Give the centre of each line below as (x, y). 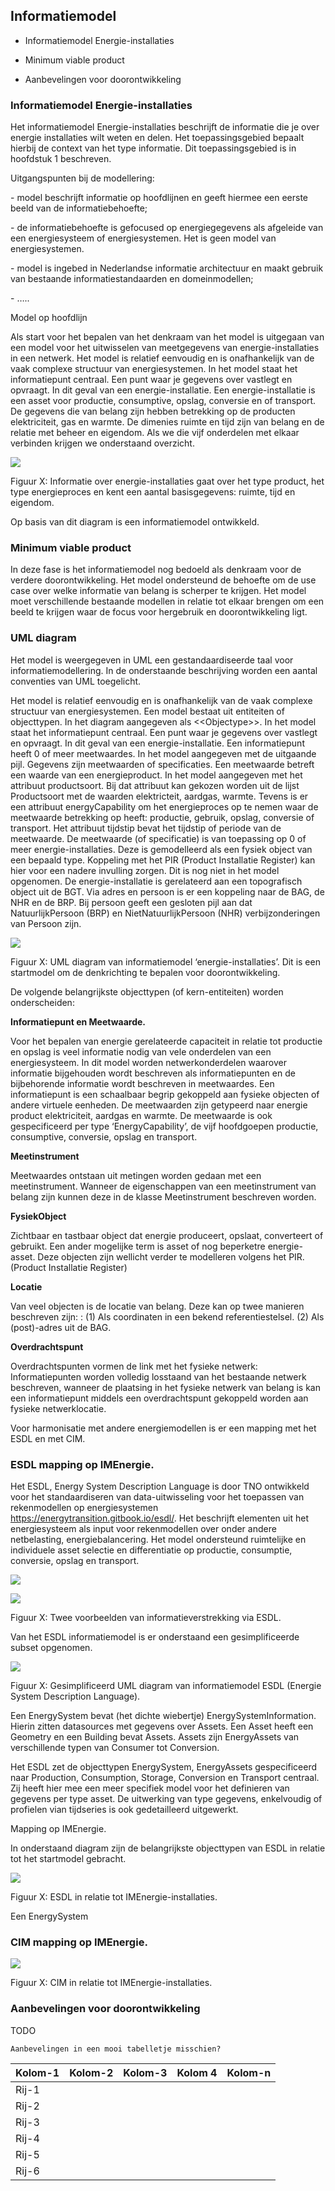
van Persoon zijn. (46, 923)
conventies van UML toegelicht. (76, 681)
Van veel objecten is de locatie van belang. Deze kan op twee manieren (157, 1306)
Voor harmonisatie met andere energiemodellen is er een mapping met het (163, 1428)
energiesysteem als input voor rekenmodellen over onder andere (143, 1528)
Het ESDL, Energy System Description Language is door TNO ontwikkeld (160, 1486)
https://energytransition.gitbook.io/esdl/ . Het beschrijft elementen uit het (160, 1518)
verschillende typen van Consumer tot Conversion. (115, 1747)
